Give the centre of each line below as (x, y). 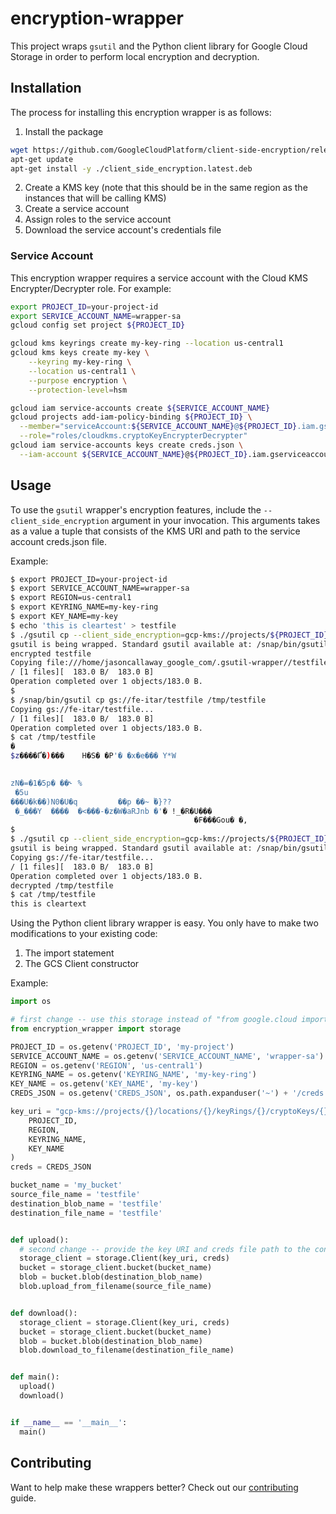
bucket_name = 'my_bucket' (66, 1185)
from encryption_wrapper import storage (96, 1028)
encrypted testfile (51, 653)
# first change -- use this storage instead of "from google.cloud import (169, 1020)
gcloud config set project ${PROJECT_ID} (98, 325)
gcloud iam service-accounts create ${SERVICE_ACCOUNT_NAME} (140, 408)
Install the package (64, 131)
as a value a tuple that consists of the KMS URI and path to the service (155, 531)
